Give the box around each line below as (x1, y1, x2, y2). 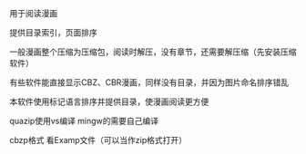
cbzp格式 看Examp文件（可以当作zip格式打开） (9, 135, 188, 145)
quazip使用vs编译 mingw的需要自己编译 (9, 116, 159, 126)
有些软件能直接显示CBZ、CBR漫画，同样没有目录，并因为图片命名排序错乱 (9, 77, 290, 88)
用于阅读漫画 (9, 8, 57, 18)
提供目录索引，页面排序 (9, 27, 97, 38)
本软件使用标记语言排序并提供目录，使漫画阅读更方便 (9, 96, 209, 107)
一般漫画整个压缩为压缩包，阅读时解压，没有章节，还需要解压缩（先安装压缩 (9, 46, 297, 57)
